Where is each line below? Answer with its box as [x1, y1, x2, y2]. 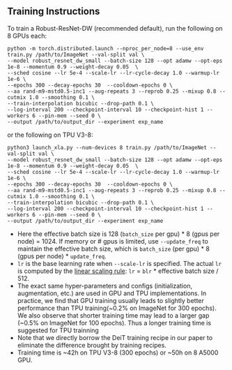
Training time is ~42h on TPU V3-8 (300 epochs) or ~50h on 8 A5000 [17, 348, 219, 357]
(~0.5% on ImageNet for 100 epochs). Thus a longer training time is [17, 318, 211, 327]
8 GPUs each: [7, 31, 47, 40]
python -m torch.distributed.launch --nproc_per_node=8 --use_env [7, 45, 204, 52]
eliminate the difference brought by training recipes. [17, 341, 167, 349]
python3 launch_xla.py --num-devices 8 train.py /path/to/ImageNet [7, 144, 208, 151]
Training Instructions [7, 6, 100, 17]
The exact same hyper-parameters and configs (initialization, [17, 281, 193, 290]
